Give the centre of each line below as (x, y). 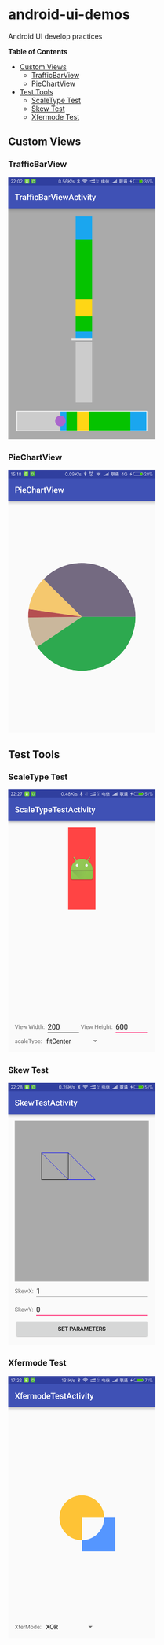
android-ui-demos (69, 15)
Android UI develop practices (55, 36)
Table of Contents (38, 51)
